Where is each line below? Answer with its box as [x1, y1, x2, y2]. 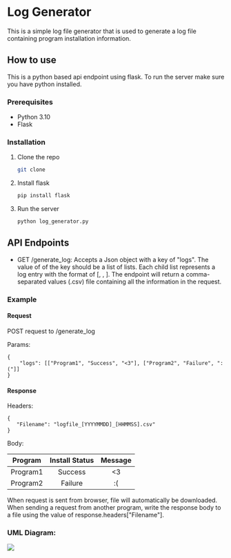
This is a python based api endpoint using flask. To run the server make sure [7, 72, 225, 81]
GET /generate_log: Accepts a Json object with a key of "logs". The [17, 255, 209, 263]
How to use [7, 54, 57, 66]
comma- [185, 270, 210, 278]
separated [17, 277, 47, 286]
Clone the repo [17, 153, 60, 161]
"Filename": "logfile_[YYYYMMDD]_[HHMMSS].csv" [16, 421, 156, 428]
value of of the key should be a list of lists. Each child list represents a [17, 263, 216, 271]
